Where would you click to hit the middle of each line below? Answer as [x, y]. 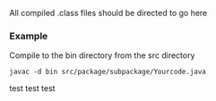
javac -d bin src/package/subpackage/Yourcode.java [108, 72]
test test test [32, 88]
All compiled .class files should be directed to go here [108, 13]
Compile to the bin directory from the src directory [102, 55]
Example [29, 36]
